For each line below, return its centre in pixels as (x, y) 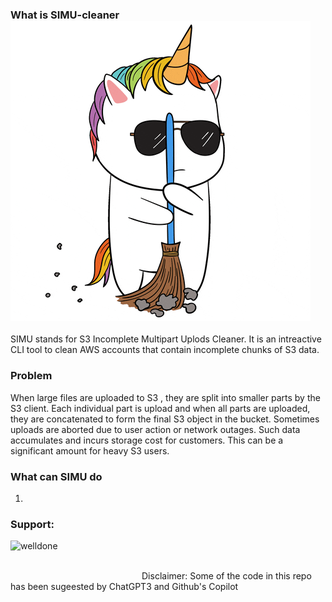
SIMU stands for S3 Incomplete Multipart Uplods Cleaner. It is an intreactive (166, 339)
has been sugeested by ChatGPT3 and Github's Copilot (124, 587)
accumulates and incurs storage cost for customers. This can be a (147, 440)
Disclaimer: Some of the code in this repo (226, 576)
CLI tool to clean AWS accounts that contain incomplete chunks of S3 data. (165, 350)
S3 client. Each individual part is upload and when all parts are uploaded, (160, 408)
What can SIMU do (56, 476)
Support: (32, 524)
